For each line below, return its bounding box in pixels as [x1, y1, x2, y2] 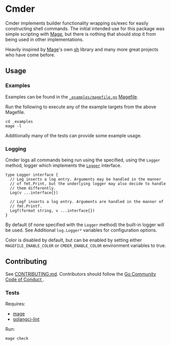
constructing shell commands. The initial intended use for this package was [5, 25, 165, 31]
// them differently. [10, 186, 56, 191]
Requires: [5, 301, 26, 307]
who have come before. [5, 52, 55, 58]
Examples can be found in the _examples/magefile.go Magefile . [5, 93, 139, 100]
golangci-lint [12, 316, 40, 322]
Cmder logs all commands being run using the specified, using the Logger [5, 157, 160, 163]
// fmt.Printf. [10, 203, 42, 209]
